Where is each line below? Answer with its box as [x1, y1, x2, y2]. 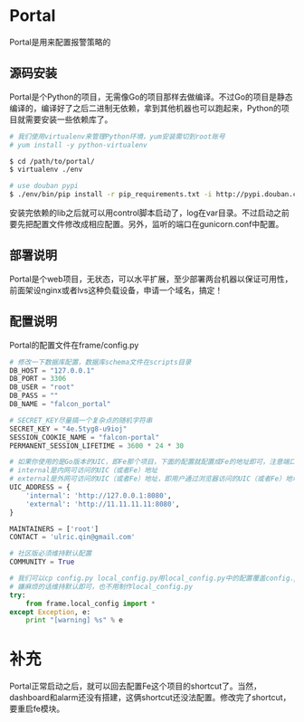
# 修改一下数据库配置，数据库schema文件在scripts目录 [9, 357, 192, 366]
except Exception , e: [9, 607, 91, 616]
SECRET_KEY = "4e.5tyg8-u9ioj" [9, 424, 128, 433]
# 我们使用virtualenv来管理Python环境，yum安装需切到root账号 [9, 132, 226, 141]
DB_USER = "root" [9, 383, 75, 392]
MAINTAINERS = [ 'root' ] [9, 524, 100, 534]
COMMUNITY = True [9, 557, 75, 566]
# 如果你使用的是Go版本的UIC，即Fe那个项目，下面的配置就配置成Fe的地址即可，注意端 [9, 458, 290, 467]
